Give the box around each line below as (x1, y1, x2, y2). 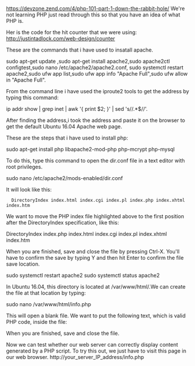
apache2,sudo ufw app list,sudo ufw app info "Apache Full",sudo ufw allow (6, 70, 188, 77)
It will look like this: (6, 186, 52, 193)
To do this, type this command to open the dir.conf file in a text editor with (6, 157, 185, 164)
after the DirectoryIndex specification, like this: (6, 219, 119, 226)
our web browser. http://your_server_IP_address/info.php (6, 354, 144, 360)
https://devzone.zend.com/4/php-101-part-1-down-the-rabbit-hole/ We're (6, 5, 185, 12)
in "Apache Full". (6, 76, 46, 83)
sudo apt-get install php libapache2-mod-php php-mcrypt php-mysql (6, 146, 175, 152)
